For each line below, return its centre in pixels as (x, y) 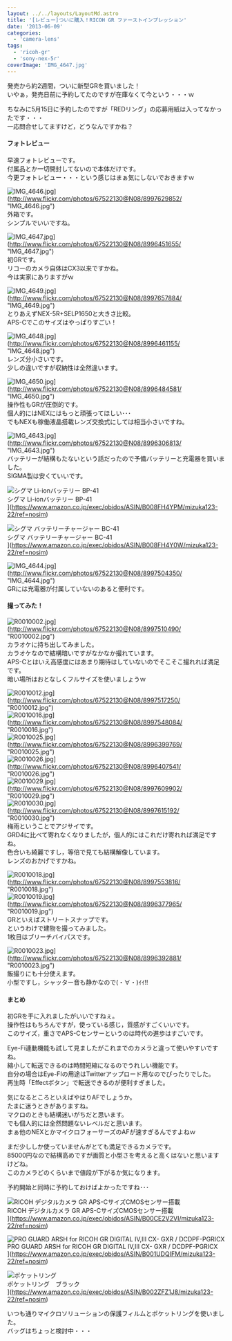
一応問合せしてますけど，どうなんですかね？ (70, 126)
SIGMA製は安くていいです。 (47, 475)
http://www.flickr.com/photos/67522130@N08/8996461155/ (95, 343)
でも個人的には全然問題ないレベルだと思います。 (77, 1123)
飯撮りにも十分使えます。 (43, 974)
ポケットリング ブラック (43, 1284)
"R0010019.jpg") (30, 911)
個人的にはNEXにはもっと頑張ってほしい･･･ (69, 413)
